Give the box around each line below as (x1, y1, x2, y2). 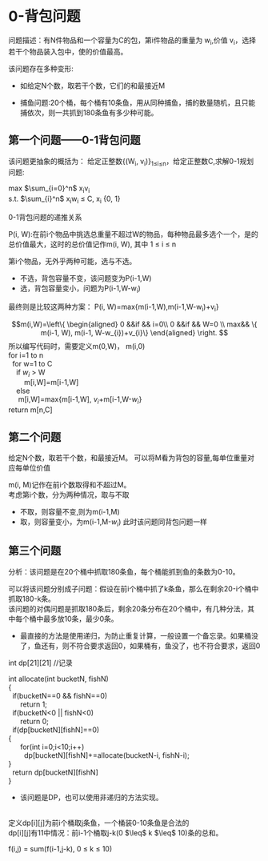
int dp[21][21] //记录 (8, 658, 74, 667)
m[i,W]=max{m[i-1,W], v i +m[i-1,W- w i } (18, 394, 142, 406)
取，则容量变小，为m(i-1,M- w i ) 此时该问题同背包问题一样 (19, 517, 208, 528)
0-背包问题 (8, 7, 81, 26)
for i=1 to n (8, 350, 44, 360)
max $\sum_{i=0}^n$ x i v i (8, 183, 90, 195)
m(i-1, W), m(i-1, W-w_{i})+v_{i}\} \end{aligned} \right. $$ (40, 327, 229, 337)
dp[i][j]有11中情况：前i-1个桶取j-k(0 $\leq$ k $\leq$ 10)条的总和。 (8, 827, 223, 837)
